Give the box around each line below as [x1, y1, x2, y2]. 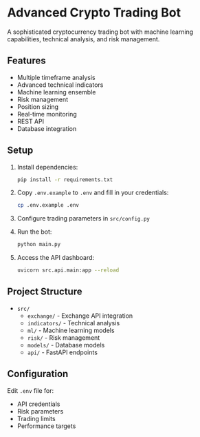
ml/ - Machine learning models [27, 326, 115, 334]
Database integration [16, 124, 77, 132]
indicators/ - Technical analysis [27, 318, 120, 327]
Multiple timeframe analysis [16, 73, 96, 81]
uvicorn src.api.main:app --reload [16, 267, 120, 274]
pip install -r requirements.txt [16, 176, 113, 183]
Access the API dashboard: [16, 254, 95, 262]
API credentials [16, 400, 60, 408]
